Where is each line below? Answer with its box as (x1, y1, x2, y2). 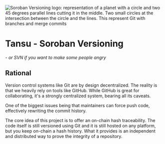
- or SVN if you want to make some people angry (5, 54, 106, 60)
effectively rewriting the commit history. (5, 108, 87, 114)
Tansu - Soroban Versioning (5, 38, 124, 49)
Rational (5, 69, 31, 77)
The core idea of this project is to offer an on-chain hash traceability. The (5, 117, 156, 123)
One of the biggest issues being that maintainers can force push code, (5, 102, 150, 108)
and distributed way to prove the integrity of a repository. (5, 133, 123, 139)
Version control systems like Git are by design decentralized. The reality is (5, 82, 158, 88)
